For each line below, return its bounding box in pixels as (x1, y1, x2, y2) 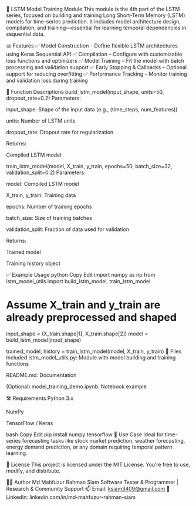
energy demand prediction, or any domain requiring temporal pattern (6, 443, 173, 450)
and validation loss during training (6, 77, 88, 84)
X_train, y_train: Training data (6, 192, 76, 199)
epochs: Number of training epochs (6, 203, 92, 210)
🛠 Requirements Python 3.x (6, 395, 74, 402)
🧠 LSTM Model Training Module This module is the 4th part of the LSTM (6, 6, 180, 12)
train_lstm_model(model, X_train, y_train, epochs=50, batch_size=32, (6, 163, 173, 169)
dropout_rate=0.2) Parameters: (6, 94, 81, 101)
